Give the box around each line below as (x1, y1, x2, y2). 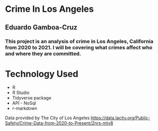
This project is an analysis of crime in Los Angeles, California (5, 38, 154, 45)
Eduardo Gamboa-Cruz (5, 23, 78, 32)
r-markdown (12, 105, 38, 111)
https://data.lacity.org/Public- (90, 115, 151, 121)
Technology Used (5, 68, 79, 79)
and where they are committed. (5, 50, 81, 57)
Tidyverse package (12, 95, 52, 101)
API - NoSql (12, 100, 36, 106)
